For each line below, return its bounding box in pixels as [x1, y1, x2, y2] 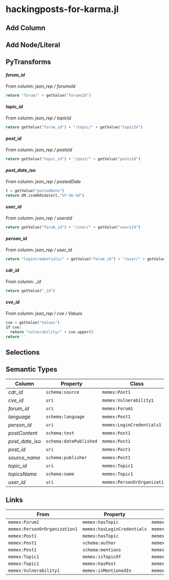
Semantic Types [6, 365, 58, 374]
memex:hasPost [82, 560, 116, 566]
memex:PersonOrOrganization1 [8, 526, 78, 532]
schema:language [46, 414, 85, 419]
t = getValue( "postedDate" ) [6, 188, 65, 193]
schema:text [46, 430, 75, 436]
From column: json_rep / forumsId [6, 83, 76, 89]
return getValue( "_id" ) [6, 288, 56, 293]
